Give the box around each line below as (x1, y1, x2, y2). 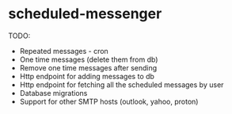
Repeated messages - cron (19, 46, 108, 55)
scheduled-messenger (8, 5, 162, 23)
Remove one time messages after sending (19, 63, 158, 72)
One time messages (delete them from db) (19, 55, 158, 64)
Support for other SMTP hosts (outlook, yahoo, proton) (19, 97, 199, 106)
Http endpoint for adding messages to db (19, 71, 154, 81)
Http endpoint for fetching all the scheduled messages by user (19, 80, 224, 89)
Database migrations (19, 88, 88, 97)
